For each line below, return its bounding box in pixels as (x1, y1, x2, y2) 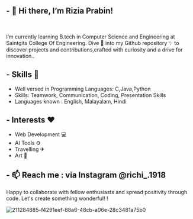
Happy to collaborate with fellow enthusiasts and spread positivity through (6, 189, 188, 196)
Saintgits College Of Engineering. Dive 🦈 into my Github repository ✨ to (6, 39, 179, 46)
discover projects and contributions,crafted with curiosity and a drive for (6, 46, 183, 53)
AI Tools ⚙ (14, 140, 41, 147)
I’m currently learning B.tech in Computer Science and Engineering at (6, 33, 175, 40)
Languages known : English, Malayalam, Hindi (14, 98, 127, 105)
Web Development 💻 (14, 131, 67, 138)
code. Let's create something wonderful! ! (6, 195, 108, 202)
